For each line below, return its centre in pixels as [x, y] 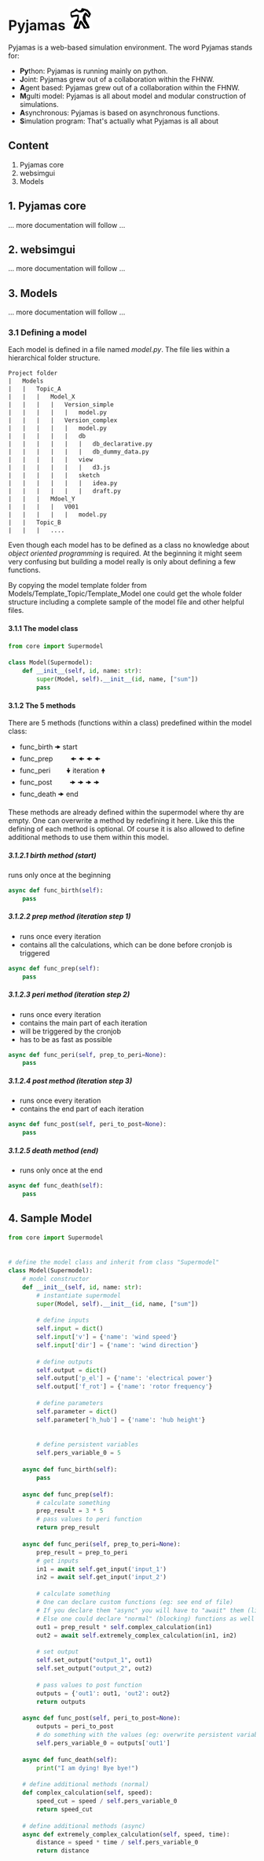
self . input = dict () [70, 1329]
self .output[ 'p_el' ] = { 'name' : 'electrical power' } [125, 1378]
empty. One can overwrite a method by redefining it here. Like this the [121, 820]
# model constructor [56, 1279]
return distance [63, 1851]
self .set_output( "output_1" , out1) [95, 1661]
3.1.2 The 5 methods [42, 705]
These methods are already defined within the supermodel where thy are [126, 813]
